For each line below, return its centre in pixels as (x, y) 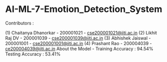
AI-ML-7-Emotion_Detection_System (84, 9)
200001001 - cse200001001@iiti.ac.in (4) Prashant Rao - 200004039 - (79, 43)
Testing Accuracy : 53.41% (33, 54)
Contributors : (20, 23)
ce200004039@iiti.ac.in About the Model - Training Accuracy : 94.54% (79, 48)
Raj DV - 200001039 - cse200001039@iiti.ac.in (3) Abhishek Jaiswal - (78, 38)
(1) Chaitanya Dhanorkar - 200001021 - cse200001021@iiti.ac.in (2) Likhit (81, 32)
